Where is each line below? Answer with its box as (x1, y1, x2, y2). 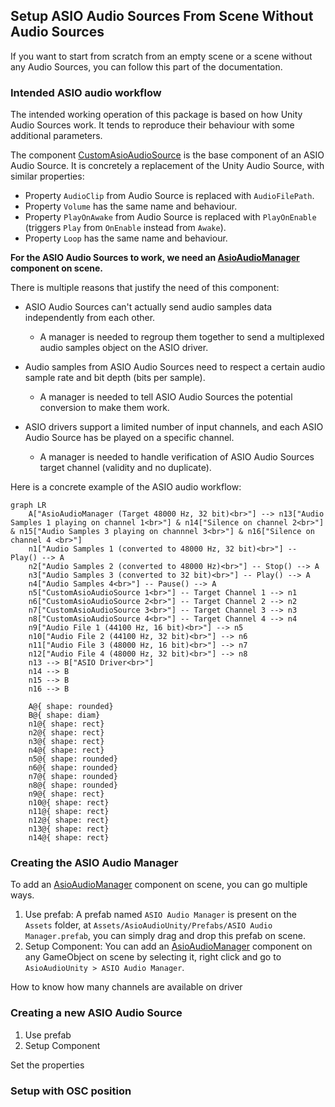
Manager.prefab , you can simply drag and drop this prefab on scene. (24, 930, 306, 942)
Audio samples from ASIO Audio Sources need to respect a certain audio (24, 361, 326, 373)
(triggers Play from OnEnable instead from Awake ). (24, 222, 227, 234)
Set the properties (10, 1059, 85, 1071)
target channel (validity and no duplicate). (39, 462, 212, 474)
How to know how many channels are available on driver (10, 981, 243, 993)
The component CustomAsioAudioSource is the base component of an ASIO (10, 149, 325, 161)
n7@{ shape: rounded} (28, 772, 118, 782)
